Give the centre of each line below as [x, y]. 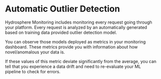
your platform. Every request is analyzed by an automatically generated [76, 27]
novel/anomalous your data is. [35, 52]
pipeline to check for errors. [33, 71]
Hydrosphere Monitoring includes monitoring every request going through [79, 22]
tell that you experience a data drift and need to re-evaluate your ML [73, 66]
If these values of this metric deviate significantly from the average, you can [81, 61]
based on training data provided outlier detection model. [61, 32]
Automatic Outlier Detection [62, 9]
